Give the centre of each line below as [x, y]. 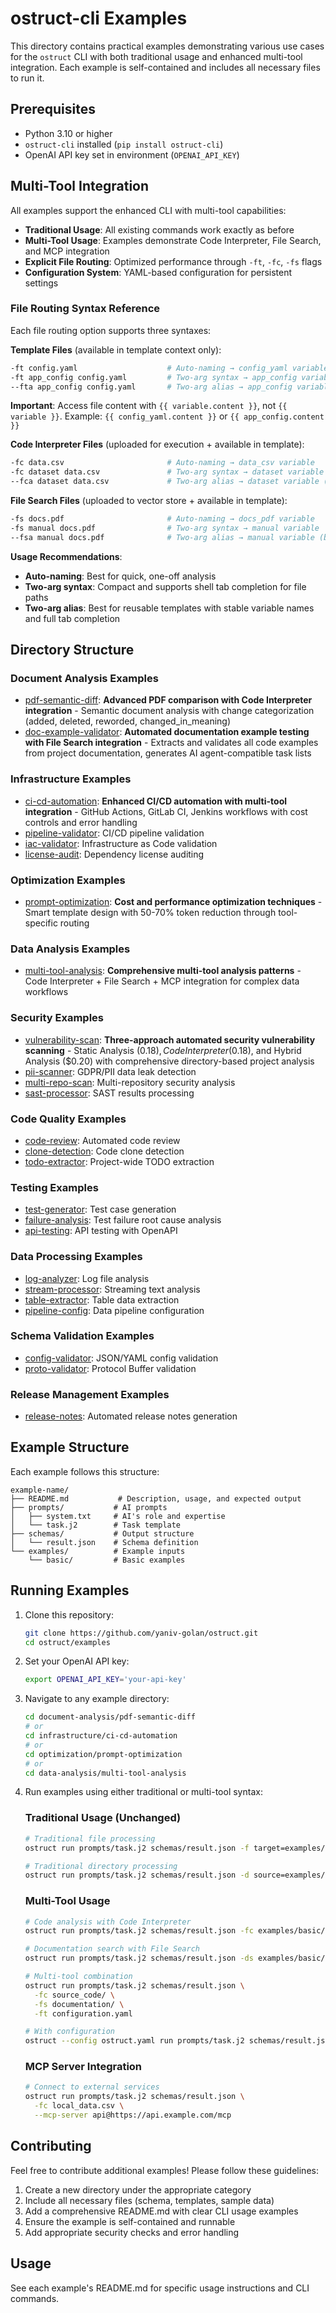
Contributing [51, 2146]
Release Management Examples [90, 1394]
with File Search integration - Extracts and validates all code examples [171, 743]
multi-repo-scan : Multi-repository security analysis [130, 1082]
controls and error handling [81, 822]
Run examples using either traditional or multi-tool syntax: [143, 1792]
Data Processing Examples [76, 1257]
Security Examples [57, 1018]
